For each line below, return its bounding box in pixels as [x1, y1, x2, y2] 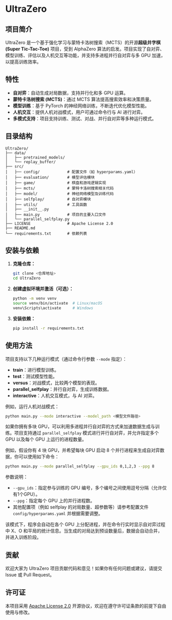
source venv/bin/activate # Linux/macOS [12, 301, 103, 306]
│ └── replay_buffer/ [5, 159, 56, 164]
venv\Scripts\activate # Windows [12, 305, 94, 311]
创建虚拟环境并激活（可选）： [12, 286, 74, 292]
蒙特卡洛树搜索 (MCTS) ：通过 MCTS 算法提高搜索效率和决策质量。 [12, 96, 155, 102]
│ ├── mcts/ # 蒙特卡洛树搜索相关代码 [5, 185, 114, 191]
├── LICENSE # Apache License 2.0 [5, 221, 114, 226]
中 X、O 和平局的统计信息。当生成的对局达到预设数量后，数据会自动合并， [5, 528, 163, 534]
